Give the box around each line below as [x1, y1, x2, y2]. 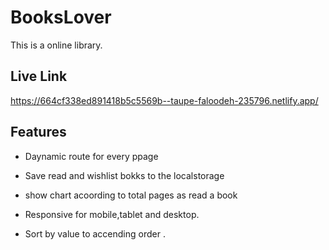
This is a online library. [10, 39, 103, 51]
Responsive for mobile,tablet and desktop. [24, 208, 200, 220]
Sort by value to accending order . [24, 227, 166, 240]
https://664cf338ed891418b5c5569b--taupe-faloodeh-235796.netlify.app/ [10, 94, 319, 106]
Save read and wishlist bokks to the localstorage [24, 169, 225, 181]
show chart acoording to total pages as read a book [24, 189, 238, 201]
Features [10, 124, 67, 141]
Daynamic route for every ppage [24, 150, 159, 162]
